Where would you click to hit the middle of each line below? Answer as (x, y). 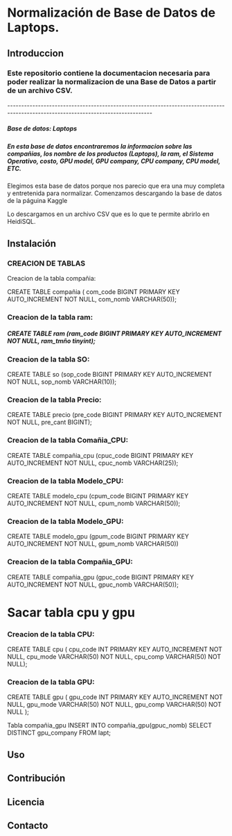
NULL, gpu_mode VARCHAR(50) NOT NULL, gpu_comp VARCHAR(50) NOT (114, 705)
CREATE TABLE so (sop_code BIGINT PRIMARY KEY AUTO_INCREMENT (110, 375)
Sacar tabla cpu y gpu (71, 612)
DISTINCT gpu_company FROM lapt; (59, 733)
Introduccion (36, 53)
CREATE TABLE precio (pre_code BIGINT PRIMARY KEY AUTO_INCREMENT (115, 415)
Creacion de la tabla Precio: (54, 400)
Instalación (32, 244)
